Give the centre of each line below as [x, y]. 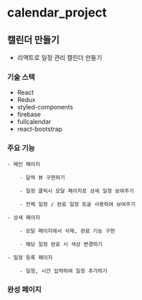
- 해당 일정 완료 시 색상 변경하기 [61, 244]
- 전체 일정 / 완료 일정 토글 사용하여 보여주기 [78, 204]
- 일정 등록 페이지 [30, 257]
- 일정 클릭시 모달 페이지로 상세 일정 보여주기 [77, 191]
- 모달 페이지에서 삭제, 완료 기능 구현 [68, 231]
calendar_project [57, 13]
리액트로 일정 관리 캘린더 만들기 [59, 57]
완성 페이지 [24, 289]
